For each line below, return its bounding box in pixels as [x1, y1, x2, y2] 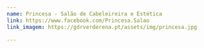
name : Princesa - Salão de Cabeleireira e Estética [6, 10, 162, 18]
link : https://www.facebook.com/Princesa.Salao [6, 17, 150, 24]
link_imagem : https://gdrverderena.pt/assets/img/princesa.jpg [6, 23, 198, 30]
